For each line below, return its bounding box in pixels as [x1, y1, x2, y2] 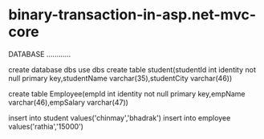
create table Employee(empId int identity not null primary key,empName [8, 88, 246, 98]
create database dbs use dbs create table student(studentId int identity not [8, 64, 257, 74]
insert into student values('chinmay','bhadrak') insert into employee [8, 112, 231, 122]
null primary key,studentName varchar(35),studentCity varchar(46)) [8, 73, 233, 83]
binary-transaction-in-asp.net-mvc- [8, 6, 257, 24]
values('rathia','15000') [8, 121, 84, 131]
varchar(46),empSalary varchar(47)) [8, 97, 128, 107]
